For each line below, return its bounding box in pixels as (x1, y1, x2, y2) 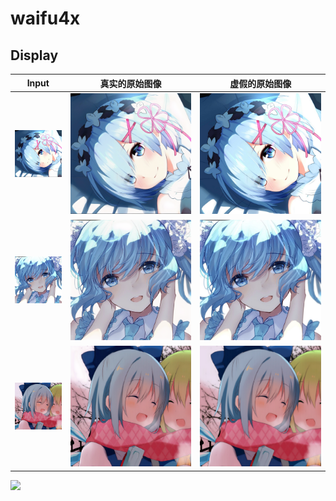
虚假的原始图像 (229, 77, 292, 89)
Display (10, 47, 59, 64)
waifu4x (10, 7, 81, 30)
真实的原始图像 (99, 77, 162, 89)
